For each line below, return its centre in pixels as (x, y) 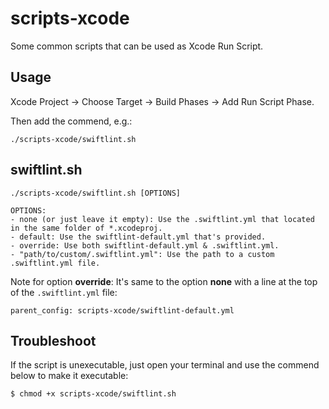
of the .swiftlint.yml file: (64, 292)
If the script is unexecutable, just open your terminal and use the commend (165, 365)
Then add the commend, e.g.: (71, 121)
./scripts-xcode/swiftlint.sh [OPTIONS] (96, 193)
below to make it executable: (69, 376)
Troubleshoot (53, 340)
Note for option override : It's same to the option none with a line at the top (164, 281)
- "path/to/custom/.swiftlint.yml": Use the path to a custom (142, 254)
